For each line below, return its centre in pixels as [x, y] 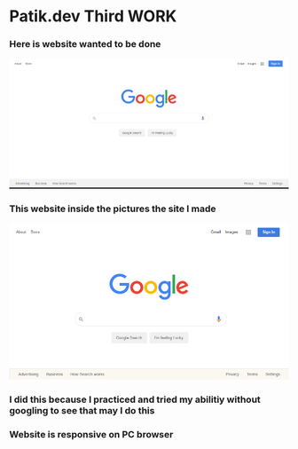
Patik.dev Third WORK [93, 16]
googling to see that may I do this [82, 411]
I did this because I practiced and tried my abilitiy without [135, 399]
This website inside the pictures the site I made [113, 209]
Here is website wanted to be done [85, 44]
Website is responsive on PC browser [91, 434]
